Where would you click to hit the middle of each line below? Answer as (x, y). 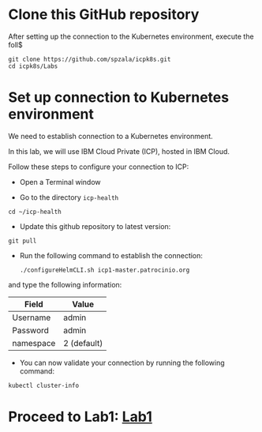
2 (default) (83, 343)
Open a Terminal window (60, 182)
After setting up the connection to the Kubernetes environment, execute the (131, 36)
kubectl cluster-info (44, 385)
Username (32, 317)
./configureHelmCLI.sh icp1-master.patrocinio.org (105, 270)
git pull (22, 241)
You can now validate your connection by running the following (122, 363)
